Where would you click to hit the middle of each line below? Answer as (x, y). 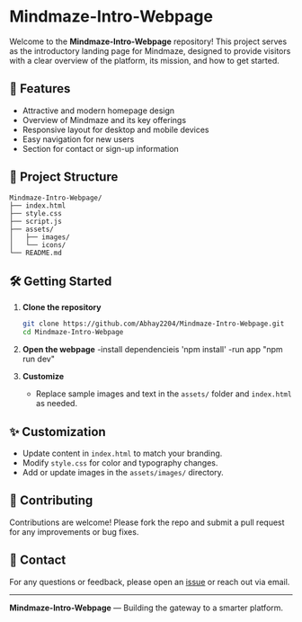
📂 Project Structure (64, 177)
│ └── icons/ (38, 244)
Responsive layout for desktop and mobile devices (115, 129)
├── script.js (36, 221)
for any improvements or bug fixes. (74, 531)
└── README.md (36, 253)
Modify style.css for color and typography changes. (120, 462)
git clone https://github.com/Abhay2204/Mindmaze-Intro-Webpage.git (153, 324)
